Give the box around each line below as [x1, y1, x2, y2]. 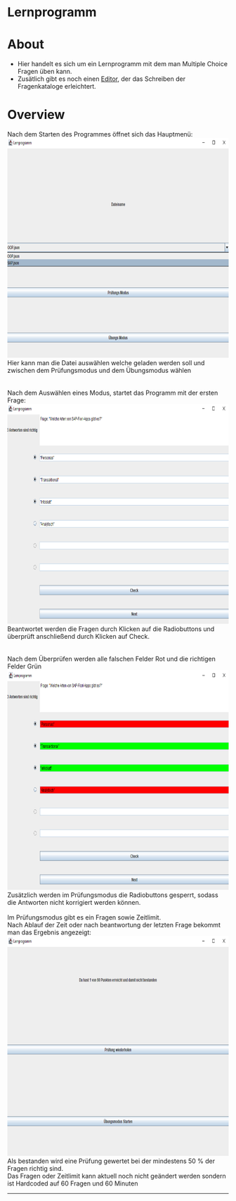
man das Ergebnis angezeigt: [7, 928, 91, 936]
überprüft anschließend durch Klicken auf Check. [7, 633, 150, 641]
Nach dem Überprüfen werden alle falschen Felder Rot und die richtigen [7, 655, 216, 663]
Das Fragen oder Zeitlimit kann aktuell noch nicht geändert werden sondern [7, 1172, 226, 1181]
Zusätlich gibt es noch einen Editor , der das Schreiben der [17, 75, 186, 83]
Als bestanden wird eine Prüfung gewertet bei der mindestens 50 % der [7, 1157, 216, 1165]
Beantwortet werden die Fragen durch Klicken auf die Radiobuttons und [7, 625, 215, 633]
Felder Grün [7, 662, 42, 671]
